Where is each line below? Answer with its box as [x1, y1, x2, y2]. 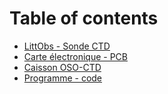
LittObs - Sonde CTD [23, 40, 111, 52]
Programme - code [23, 72, 103, 84]
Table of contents [9, 7, 159, 30]
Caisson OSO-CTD [23, 61, 102, 73]
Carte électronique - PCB [23, 50, 128, 62]
